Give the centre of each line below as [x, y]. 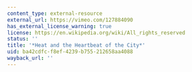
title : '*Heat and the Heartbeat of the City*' [76, 45]
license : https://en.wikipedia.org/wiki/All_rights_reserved [96, 33]
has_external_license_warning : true [59, 26]
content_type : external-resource [55, 13]
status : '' [23, 39]
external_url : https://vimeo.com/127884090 [70, 20]
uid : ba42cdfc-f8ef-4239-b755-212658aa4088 [70, 52]
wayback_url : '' [30, 58]
